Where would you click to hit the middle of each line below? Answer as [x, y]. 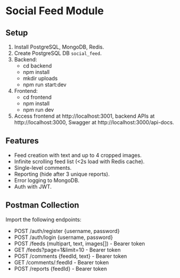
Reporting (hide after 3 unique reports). [62, 174]
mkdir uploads [40, 78]
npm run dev [38, 110]
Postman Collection [42, 205]
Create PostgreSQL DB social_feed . [58, 53]
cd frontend [37, 97]
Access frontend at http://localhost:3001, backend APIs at [84, 116]
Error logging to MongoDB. [47, 180]
